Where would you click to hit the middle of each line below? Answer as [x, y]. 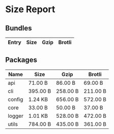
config [16, 99]
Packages [21, 60]
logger [16, 116]
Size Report [30, 9]
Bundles [19, 28]
